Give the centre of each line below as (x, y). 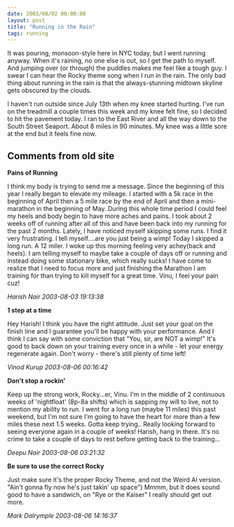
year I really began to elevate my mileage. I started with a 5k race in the (110, 194)
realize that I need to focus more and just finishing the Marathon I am (107, 268)
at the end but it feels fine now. (52, 134)
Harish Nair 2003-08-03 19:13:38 (55, 297)
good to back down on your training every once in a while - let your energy (115, 346)
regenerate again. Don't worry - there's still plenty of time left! (97, 354)
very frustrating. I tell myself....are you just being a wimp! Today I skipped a (116, 238)
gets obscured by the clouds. (49, 90)
